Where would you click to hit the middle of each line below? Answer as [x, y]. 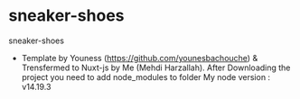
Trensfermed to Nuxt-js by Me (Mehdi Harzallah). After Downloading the [156, 67]
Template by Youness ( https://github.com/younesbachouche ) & [140, 58]
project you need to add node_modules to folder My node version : [146, 76]
